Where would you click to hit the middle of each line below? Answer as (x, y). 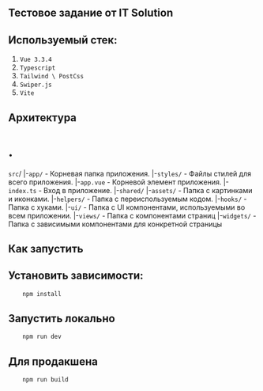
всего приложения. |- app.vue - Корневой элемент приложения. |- (118, 182)
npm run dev (42, 337)
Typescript (38, 68)
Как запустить (46, 249)
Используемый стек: (63, 40)
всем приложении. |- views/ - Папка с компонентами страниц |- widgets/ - (132, 215)
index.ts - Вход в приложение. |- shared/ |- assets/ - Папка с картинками (130, 190)
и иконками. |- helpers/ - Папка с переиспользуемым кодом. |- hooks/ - (128, 199)
